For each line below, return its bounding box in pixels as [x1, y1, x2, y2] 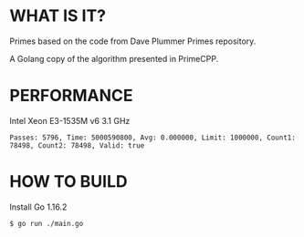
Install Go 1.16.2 [9, 201, 68, 212]
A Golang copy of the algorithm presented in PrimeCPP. [9, 53, 219, 64]
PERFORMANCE [9, 86, 133, 106]
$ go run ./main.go [9, 219, 84, 228]
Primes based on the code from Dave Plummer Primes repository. [9, 36, 257, 46]
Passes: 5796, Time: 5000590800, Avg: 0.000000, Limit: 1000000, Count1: [9, 133, 297, 142]
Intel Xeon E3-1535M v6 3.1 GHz [9, 115, 131, 126]
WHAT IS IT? [9, 5, 107, 26]
